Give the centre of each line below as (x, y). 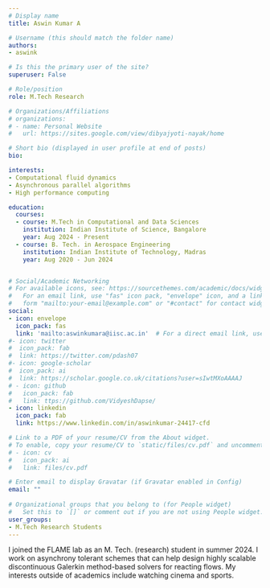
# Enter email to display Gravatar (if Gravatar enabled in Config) (125, 482)
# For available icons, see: (57, 289)
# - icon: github (37, 386)
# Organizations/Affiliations (59, 111)
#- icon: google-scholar (50, 364)
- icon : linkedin (37, 408)
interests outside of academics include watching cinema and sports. (121, 575)
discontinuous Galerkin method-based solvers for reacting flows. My (122, 567)
